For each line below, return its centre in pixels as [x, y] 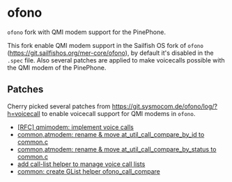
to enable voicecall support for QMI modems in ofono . [118, 113]
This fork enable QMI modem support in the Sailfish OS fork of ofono [106, 45]
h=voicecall [24, 113]
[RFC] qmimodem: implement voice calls [75, 127]
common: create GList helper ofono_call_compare [88, 171]
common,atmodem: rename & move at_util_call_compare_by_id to [111, 134]
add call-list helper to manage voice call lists [81, 164]
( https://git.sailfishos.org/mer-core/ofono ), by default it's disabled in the [110, 53]
